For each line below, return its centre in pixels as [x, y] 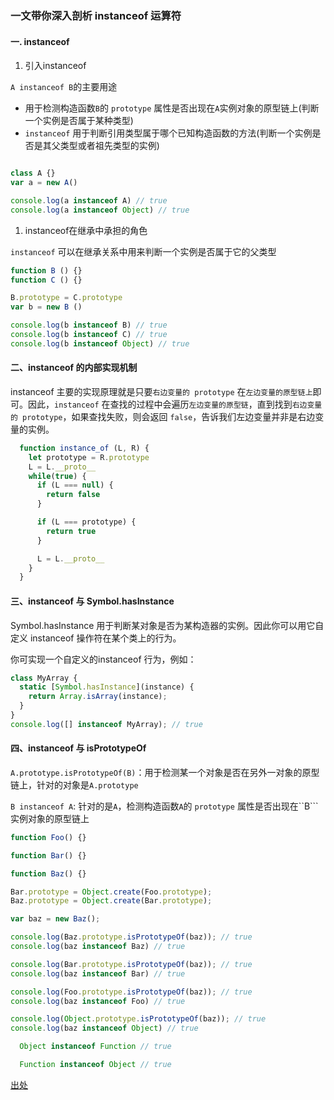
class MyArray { [44, 678]
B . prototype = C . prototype [66, 298]
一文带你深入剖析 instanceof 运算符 [96, 15]
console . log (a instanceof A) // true [89, 200]
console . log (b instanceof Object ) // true [100, 343]
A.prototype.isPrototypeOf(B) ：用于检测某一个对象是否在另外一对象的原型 [165, 772]
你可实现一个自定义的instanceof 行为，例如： [103, 659]
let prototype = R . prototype [89, 457]
